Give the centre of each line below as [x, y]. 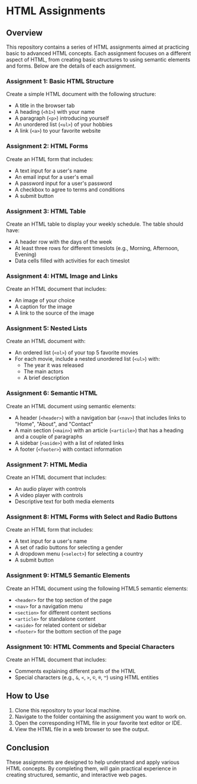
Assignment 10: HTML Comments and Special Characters [91, 647]
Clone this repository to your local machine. [68, 710]
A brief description [46, 378]
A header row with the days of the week [63, 242]
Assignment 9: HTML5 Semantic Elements [68, 575]
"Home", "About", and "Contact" [54, 424]
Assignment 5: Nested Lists [47, 328]
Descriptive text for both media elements [64, 501]
